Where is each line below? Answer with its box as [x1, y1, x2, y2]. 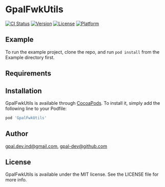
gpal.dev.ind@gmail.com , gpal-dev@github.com [5, 143, 108, 149]
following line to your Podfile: [5, 105, 67, 111]
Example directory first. [5, 54, 55, 60]
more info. [5, 177, 27, 183]
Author [5, 129, 28, 138]
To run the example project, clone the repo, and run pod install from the [5, 49, 160, 55]
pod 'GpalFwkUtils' [5, 115, 47, 121]
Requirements [5, 69, 51, 78]
